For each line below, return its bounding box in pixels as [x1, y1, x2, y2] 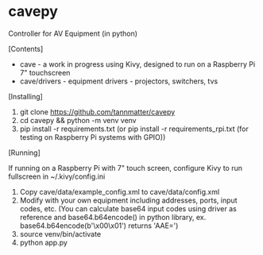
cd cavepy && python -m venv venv [19, 115, 137, 125]
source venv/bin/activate [19, 229, 102, 238]
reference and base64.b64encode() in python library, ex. [19, 212, 207, 222]
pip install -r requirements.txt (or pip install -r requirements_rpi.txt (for [19, 124, 249, 133]
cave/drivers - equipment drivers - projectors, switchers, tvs [19, 76, 219, 86]
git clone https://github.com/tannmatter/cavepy [19, 106, 176, 117]
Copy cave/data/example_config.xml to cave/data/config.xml [19, 187, 220, 196]
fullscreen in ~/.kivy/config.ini [8, 172, 106, 181]
